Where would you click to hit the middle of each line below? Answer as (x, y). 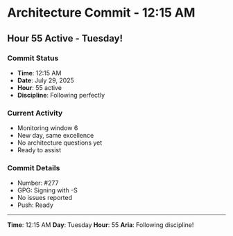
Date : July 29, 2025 (45, 80)
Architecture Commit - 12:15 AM (101, 13)
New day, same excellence (55, 136)
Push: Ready (35, 205)
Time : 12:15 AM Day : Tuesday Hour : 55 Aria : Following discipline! (101, 225)
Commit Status (33, 58)
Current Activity (35, 113)
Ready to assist (39, 150)
